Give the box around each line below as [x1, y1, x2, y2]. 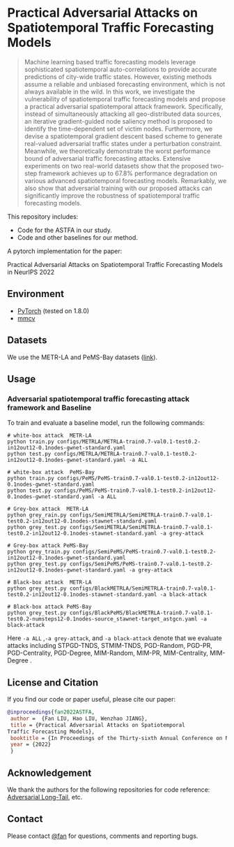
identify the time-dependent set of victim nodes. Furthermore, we [24, 124, 213, 133]
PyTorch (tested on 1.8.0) [17, 306, 89, 315]
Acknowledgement [7, 767, 92, 779]
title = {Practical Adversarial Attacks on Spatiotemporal [10, 721, 186, 728]
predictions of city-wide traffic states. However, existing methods [24, 72, 212, 81]
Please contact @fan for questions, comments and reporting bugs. [7, 832, 198, 840]
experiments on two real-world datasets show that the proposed [24, 161, 209, 170]
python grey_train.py [7, 549, 70, 556]
